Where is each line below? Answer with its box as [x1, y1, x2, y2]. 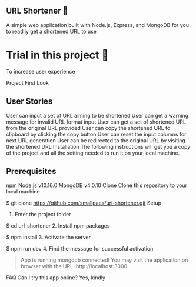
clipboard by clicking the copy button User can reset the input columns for [6, 131, 187, 138]
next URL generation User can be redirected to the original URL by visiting [6, 136, 185, 144]
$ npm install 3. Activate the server [6, 233, 91, 241]
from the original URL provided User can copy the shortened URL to [6, 124, 171, 131]
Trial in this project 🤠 [6, 48, 109, 62]
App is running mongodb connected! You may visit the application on [20, 256, 188, 263]
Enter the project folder [14, 211, 71, 218]
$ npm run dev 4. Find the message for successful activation [6, 245, 154, 252]
